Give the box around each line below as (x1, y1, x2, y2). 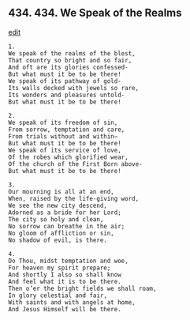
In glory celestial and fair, (8, 292, 108, 299)
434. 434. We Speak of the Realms (8, 6, 183, 20)
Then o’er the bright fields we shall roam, (8, 284, 157, 292)
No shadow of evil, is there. (8, 236, 108, 244)
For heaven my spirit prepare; (8, 264, 111, 272)
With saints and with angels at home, (8, 298, 136, 307)
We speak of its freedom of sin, (8, 119, 118, 126)
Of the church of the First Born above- (8, 160, 143, 168)
